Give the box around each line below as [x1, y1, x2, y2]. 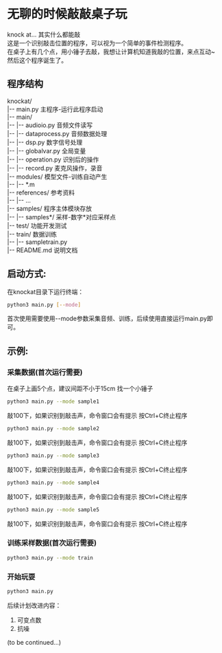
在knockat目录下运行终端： [7, 287, 84, 296]
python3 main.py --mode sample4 [7, 479, 99, 486]
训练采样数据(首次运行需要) [7, 538, 97, 548]
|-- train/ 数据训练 [7, 230, 57, 238]
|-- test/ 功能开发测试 [7, 221, 67, 230]
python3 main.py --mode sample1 [7, 398, 99, 406]
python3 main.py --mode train [7, 554, 94, 561]
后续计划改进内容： [7, 601, 62, 609]
